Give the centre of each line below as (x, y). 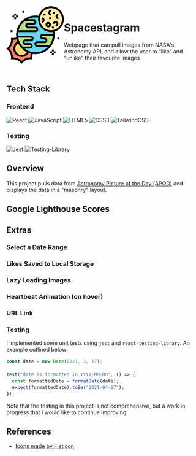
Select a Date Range (37, 247)
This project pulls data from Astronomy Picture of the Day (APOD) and (95, 183)
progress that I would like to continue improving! (67, 412)
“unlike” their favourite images (102, 58)
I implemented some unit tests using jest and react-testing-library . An (98, 343)
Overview (25, 168)
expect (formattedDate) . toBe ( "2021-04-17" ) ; (68, 387)
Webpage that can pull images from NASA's (119, 45)
